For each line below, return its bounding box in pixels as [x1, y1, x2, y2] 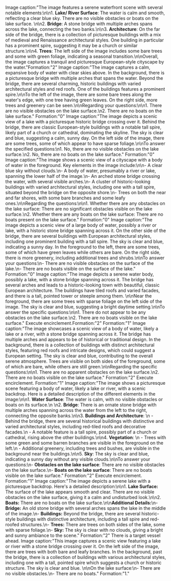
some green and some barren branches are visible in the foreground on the [5, 440, 164, 446]
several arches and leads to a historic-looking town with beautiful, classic [5, 282, 160, 288]
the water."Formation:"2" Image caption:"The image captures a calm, [5, 64, 151, 70]
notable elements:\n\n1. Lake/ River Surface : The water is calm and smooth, [5, 10, 165, 16]
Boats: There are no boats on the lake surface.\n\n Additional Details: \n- [5, 500, 158, 506]
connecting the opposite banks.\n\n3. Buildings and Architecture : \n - [5, 412, 154, 419]
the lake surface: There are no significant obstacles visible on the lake [5, 206, 153, 212]
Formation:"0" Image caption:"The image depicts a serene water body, [5, 271, 154, 277]
